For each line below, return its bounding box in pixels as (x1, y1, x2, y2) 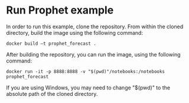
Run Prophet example (6, 4, 114, 17)
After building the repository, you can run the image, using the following (6, 51, 181, 58)
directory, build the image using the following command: (6, 29, 144, 36)
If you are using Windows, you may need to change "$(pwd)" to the (6, 84, 170, 91)
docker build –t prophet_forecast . (6, 41, 96, 46)
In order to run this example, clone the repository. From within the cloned (6, 23, 184, 30)
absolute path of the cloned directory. (6, 90, 98, 97)
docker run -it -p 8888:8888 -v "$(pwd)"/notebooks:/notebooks (6, 68, 165, 74)
